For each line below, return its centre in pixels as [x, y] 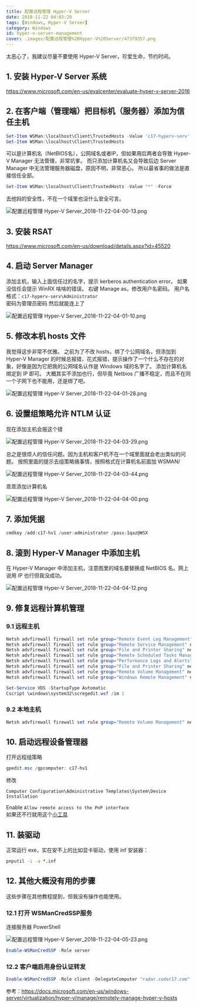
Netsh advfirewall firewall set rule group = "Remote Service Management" [97, 645]
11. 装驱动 [23, 835]
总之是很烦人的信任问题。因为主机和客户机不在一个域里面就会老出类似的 [93, 454]
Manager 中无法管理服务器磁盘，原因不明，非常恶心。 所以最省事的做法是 [95, 168]
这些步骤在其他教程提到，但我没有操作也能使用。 [65, 896]
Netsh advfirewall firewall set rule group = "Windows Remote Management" [97, 677]
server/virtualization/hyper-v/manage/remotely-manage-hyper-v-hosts [92, 998]
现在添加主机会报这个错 [34, 429]
